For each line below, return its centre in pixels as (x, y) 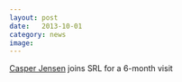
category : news (38, 34)
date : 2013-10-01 (46, 26)
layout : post (34, 18)
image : (22, 43)
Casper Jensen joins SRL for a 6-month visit (91, 68)
